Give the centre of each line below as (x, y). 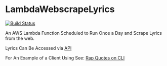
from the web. (20, 38)
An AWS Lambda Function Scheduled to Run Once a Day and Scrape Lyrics (83, 33)
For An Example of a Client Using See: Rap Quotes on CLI (65, 58)
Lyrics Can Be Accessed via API (38, 48)
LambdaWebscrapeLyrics (60, 9)
